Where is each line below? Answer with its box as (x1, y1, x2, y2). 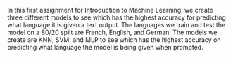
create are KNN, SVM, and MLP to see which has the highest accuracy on (7, 36, 221, 44)
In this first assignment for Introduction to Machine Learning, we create (7, 6, 213, 14)
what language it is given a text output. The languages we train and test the (7, 21, 226, 29)
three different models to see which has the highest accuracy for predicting (7, 13, 227, 22)
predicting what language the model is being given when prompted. (7, 43, 203, 51)
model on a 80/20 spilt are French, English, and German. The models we (7, 28, 218, 36)
